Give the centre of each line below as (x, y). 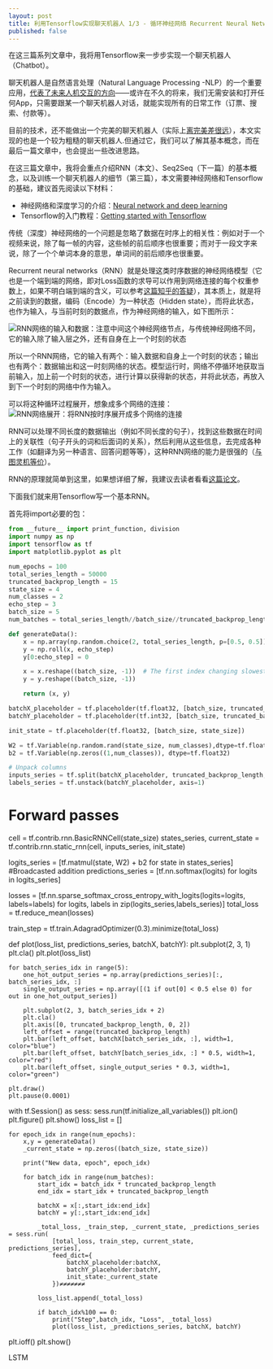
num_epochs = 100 (38, 566)
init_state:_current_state (112, 1277)
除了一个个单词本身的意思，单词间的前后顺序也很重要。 (115, 254)
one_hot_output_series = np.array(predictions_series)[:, (123, 974)
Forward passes (64, 815)
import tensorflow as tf (50, 545)
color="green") (34, 1075)
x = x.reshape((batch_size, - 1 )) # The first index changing (130, 672)
